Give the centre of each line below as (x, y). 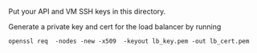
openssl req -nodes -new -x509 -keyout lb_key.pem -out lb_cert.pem (129, 41)
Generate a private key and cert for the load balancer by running (115, 26)
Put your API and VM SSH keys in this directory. (87, 11)
